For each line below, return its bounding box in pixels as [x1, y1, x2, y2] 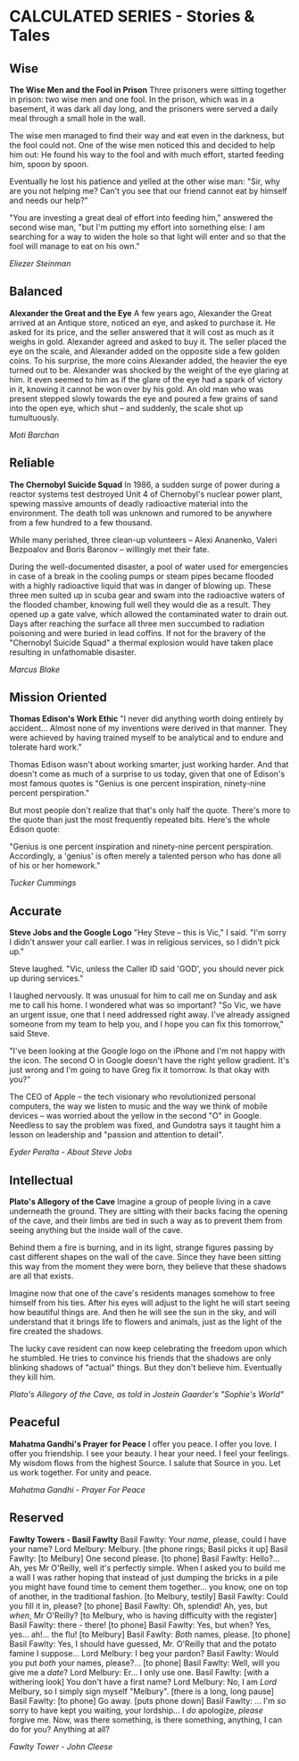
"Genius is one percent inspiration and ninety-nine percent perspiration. [9, 842, 274, 852]
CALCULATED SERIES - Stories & [9, 6, 255, 27]
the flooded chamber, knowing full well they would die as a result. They [9, 599, 271, 609]
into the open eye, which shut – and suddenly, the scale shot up [9, 402, 244, 413]
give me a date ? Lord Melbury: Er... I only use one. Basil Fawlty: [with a [9, 1666, 270, 1677]
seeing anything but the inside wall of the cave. [9, 1225, 183, 1236]
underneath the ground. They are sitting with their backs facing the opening [9, 1206, 288, 1217]
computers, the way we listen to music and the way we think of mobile [9, 1101, 268, 1111]
